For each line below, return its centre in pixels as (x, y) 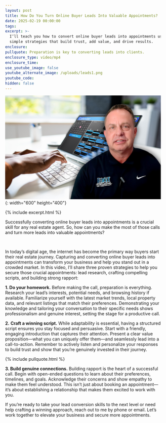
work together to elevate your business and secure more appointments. (78, 415)
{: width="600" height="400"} (36, 203)
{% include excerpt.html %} (33, 212)
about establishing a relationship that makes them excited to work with (83, 389)
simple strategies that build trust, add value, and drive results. (82, 42)
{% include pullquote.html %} (35, 359)
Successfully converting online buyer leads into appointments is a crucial (80, 222)
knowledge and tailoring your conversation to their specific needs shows (79, 308)
